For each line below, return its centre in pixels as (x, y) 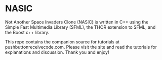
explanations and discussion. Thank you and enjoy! (57, 52)
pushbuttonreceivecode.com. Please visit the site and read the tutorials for (81, 47)
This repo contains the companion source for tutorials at (62, 41)
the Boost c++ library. (27, 32)
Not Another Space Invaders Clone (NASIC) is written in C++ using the (77, 22)
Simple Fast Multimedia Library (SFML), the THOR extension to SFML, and (80, 27)
